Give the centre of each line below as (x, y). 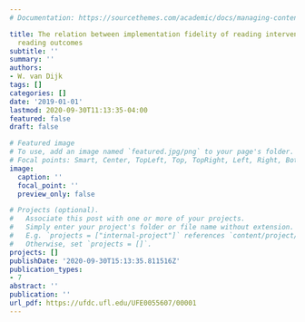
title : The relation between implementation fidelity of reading (135, 34)
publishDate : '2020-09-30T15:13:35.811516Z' (95, 261)
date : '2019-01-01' (46, 102)
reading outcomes (50, 43)
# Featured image (42, 143)
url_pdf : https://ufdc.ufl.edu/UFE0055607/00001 (103, 303)
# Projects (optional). (54, 210)
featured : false (40, 119)
